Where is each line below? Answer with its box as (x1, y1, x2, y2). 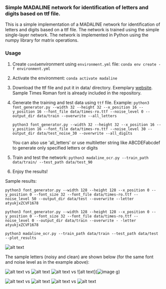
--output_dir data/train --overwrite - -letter (36, 218, 136, 223)
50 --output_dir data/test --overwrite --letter (31, 196, 134, 201)
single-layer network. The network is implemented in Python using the (5, 32, 149, 38)
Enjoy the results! (12, 168, 48, 174)
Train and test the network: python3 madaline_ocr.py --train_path (12, 154, 149, 160)
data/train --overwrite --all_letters (37, 113, 117, 118)
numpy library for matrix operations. (5, 37, 79, 43)
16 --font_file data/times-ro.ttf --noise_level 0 (37, 109, 144, 114)
